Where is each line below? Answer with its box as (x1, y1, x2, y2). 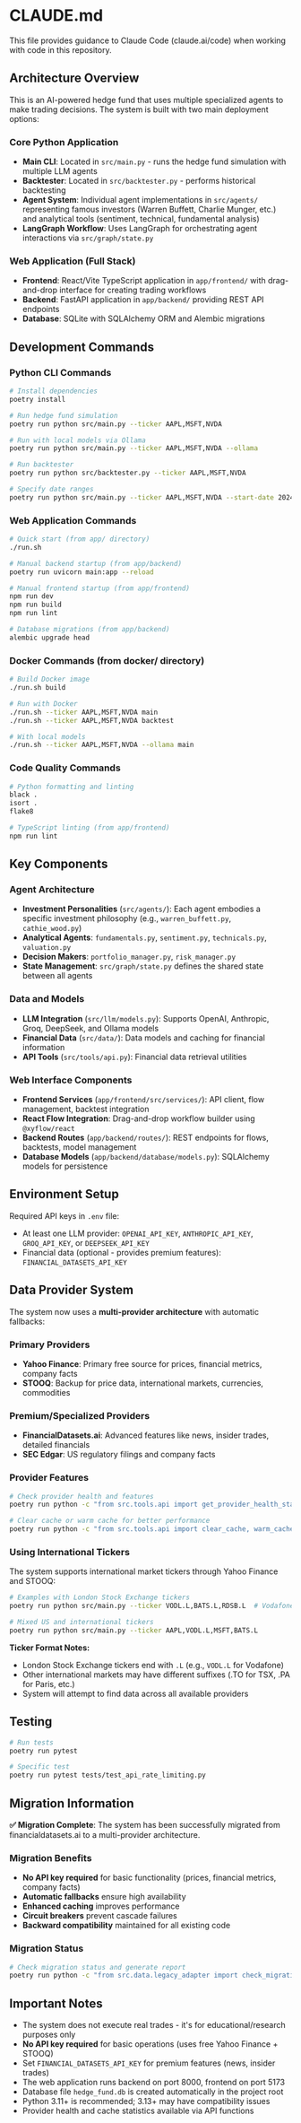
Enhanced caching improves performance (21, 1901, 180, 1911)
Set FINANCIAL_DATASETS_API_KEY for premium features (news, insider (21, 2058, 276, 2068)
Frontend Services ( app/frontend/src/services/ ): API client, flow (21, 1094, 265, 1105)
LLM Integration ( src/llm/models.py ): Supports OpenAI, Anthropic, (21, 1013, 270, 1023)
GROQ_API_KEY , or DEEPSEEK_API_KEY (21, 1237, 150, 1248)
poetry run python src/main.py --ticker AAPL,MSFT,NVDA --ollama (9, 444, 258, 453)
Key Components (9, 857, 108, 872)
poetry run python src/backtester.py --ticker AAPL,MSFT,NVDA (9, 468, 246, 478)
